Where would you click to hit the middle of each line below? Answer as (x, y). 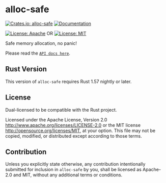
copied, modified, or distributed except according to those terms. (74, 136)
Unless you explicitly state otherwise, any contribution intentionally (75, 164)
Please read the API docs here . (38, 53)
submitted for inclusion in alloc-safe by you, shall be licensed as (73, 170)
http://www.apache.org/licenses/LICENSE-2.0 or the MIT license (73, 125)
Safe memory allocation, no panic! (41, 43)
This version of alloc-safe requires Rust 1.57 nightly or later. (68, 81)
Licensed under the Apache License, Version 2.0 (56, 120)
